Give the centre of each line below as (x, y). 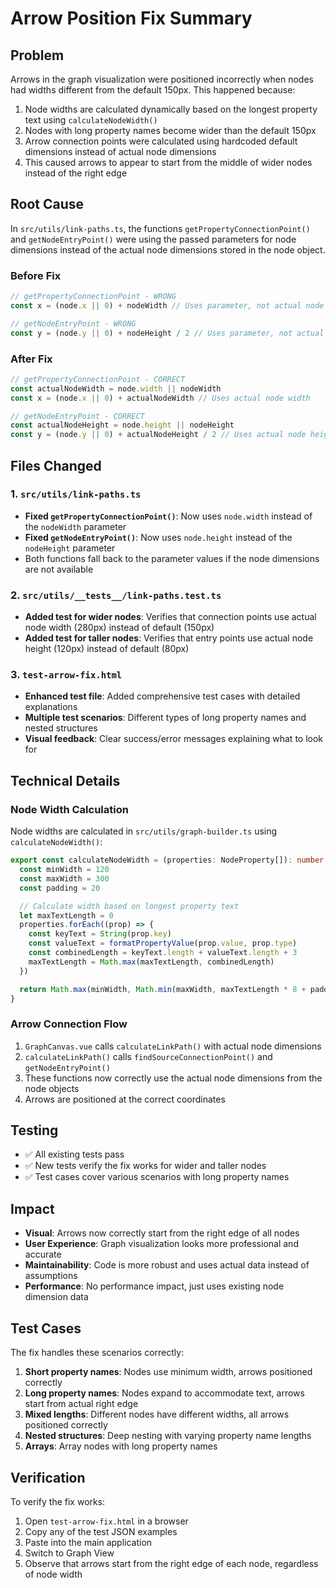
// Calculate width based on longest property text (129, 906)
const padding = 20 (60, 888)
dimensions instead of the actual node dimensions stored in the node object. (168, 249)
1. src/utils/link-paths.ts (76, 494)
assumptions (51, 1276)
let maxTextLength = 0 (66, 915)
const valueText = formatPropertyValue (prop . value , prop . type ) (163, 943)
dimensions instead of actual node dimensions (120, 151)
